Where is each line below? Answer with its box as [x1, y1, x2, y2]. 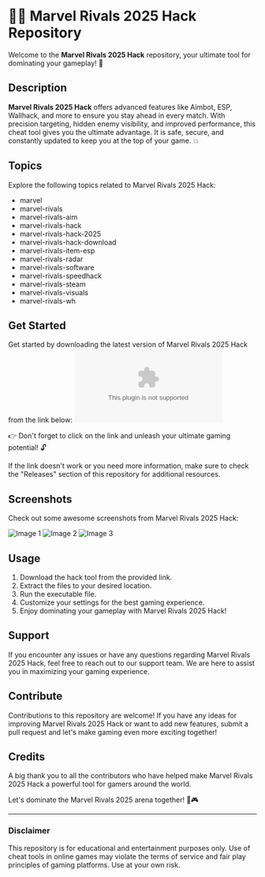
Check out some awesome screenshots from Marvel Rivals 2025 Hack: [8, 513, 239, 523]
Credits [8, 750, 46, 764]
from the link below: [8, 415, 73, 425]
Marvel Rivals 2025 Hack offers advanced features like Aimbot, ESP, [8, 102, 233, 111]
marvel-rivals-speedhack [19, 271, 103, 280]
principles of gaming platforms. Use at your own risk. [8, 860, 181, 869]
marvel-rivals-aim [19, 212, 78, 222]
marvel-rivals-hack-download [19, 237, 117, 247]
